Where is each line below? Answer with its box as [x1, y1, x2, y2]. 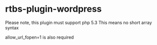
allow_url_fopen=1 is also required [5, 34, 74, 40]
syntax [5, 24, 19, 30]
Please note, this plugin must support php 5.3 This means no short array [5, 20, 152, 25]
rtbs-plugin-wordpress [5, 3, 102, 15]
